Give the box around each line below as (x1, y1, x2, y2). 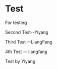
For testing (5, 19, 27, 25)
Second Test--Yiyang (5, 29, 49, 35)
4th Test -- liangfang (5, 48, 48, 54)
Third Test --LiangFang (5, 38, 53, 45)
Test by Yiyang (5, 58, 36, 64)
